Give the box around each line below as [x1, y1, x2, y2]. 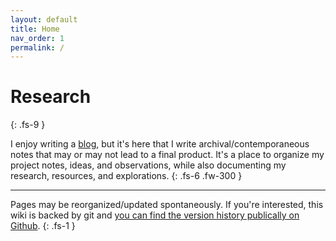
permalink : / [10, 42, 65, 53]
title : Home [10, 24, 60, 34]
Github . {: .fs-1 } [10, 220, 76, 232]
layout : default [10, 14, 78, 25]
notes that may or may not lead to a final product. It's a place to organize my [10, 149, 325, 161]
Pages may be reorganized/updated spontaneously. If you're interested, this [10, 199, 324, 211]
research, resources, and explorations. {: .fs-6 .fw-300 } [10, 170, 243, 182]
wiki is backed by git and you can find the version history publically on [10, 209, 300, 221]
